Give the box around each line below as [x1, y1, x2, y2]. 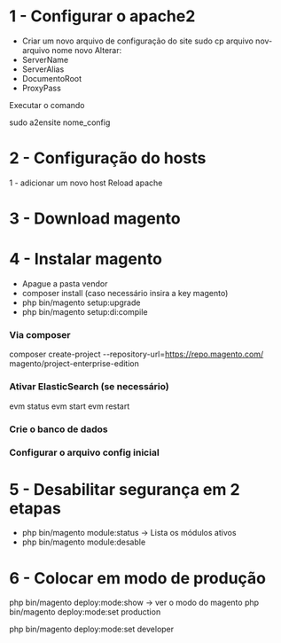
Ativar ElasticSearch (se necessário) [9, 380, 170, 393]
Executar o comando [9, 99, 85, 110]
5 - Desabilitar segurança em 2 [9, 479, 241, 499]
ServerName [21, 54, 69, 65]
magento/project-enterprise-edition [9, 358, 139, 369]
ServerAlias [21, 64, 65, 74]
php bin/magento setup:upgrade [21, 297, 141, 308]
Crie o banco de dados [9, 423, 108, 435]
